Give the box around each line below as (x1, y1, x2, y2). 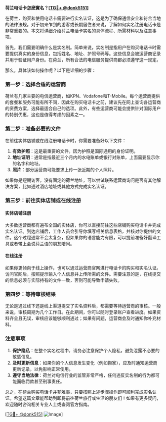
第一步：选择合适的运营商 (5, 81, 66, 88)
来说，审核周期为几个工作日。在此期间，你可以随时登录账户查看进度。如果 (5, 309, 157, 315)
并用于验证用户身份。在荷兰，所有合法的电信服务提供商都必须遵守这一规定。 (5, 57, 161, 62)
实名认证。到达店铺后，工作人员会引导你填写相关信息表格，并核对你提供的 (5, 228, 157, 234)
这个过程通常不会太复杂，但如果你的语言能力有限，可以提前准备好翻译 (13, 234, 157, 240)
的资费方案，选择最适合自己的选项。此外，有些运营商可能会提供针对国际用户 (5, 105, 161, 111)
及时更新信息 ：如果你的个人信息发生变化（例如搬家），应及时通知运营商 (12, 360, 158, 366)
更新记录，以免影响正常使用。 (12, 366, 73, 372)
